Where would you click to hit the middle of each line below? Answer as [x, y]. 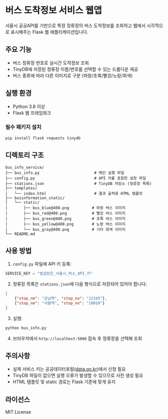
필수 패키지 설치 [23, 127]
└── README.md [20, 234]
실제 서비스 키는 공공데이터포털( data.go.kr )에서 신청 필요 [69, 369]
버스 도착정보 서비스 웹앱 [54, 10]
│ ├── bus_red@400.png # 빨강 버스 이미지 [65, 213]
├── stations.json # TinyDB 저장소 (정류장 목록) [78, 184]
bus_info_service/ [25, 167]
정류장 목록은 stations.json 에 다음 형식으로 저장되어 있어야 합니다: [80, 284]
